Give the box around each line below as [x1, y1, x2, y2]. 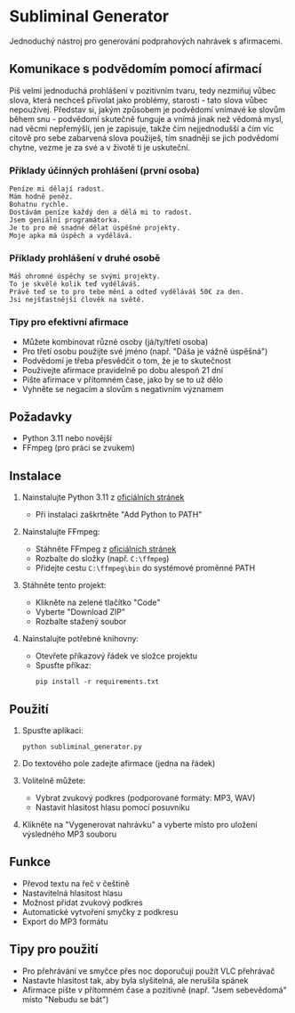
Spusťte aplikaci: [21, 725, 84, 736]
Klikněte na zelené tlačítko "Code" [35, 597, 161, 608]
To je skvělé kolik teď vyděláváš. [9, 280, 141, 289]
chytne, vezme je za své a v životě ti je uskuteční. [9, 142, 191, 152]
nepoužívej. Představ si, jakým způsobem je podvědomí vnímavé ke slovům [9, 104, 286, 115]
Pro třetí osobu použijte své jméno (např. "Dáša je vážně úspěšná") [21, 346, 268, 356]
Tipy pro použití [9, 942, 99, 957]
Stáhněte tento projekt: [21, 580, 107, 591]
